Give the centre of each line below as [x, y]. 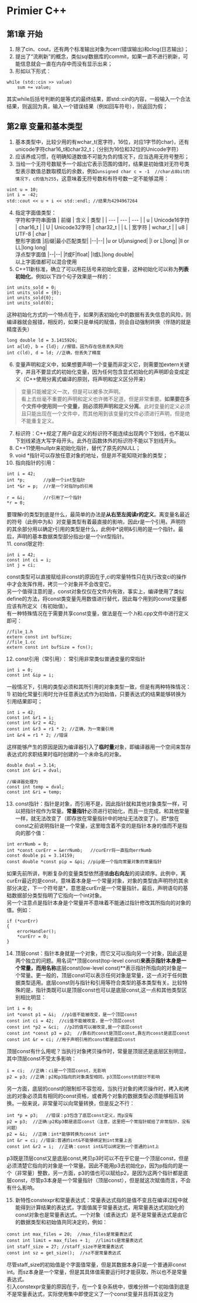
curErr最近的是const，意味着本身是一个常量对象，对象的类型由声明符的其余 [98, 881]
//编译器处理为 [23, 781]
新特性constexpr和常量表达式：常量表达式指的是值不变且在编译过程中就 [101, 1200]
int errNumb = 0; [28, 844]
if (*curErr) [23, 921]
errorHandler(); [37, 931]
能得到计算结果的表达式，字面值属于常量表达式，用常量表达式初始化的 [100, 1207]
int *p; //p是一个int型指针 [46, 480]
